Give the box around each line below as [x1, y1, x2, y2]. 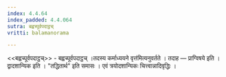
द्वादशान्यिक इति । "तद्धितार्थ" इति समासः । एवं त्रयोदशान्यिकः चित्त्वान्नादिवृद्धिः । [7, 62, 177, 70]
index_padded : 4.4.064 [7, 16, 72, 23]
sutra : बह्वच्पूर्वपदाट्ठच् [7, 23, 54, 30]
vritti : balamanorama [7, 29, 70, 36]
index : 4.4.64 [7, 10, 48, 17]
